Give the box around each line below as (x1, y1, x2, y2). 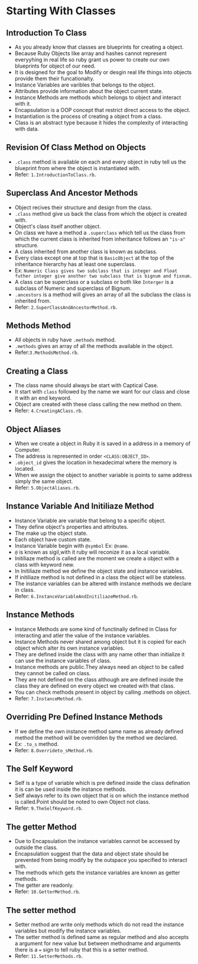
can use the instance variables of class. (14, 657, 112, 664)
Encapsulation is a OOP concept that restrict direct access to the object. (14, 107, 191, 113)
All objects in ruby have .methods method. (14, 336, 116, 343)
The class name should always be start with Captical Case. (14, 382, 158, 389)
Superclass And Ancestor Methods (6, 188, 138, 198)
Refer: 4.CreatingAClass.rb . (14, 407, 83, 414)
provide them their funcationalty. (14, 75, 95, 82)
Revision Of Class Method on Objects (6, 142, 146, 152)
